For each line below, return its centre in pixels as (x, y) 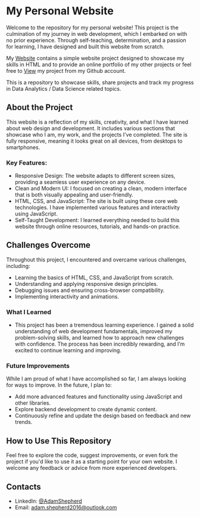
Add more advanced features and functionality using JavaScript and (99, 397)
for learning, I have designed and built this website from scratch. (85, 47)
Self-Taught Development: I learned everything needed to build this (97, 220)
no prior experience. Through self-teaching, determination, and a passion (96, 40)
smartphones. (23, 147)
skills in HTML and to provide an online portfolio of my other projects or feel (99, 64)
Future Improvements (38, 366)
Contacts (24, 487)
